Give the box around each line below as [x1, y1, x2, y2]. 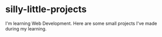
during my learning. [5, 25, 47, 31]
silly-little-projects [5, 4, 87, 15]
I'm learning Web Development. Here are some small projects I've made [5, 20, 157, 26]
